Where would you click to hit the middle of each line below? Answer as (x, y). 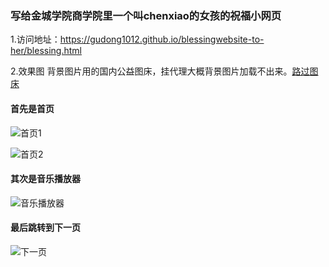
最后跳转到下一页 (45, 228)
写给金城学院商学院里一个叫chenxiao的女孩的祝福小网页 (146, 15)
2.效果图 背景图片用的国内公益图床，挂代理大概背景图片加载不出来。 (151, 71)
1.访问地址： (35, 39)
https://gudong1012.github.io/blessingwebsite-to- (162, 39)
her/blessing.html (46, 51)
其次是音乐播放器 (45, 179)
